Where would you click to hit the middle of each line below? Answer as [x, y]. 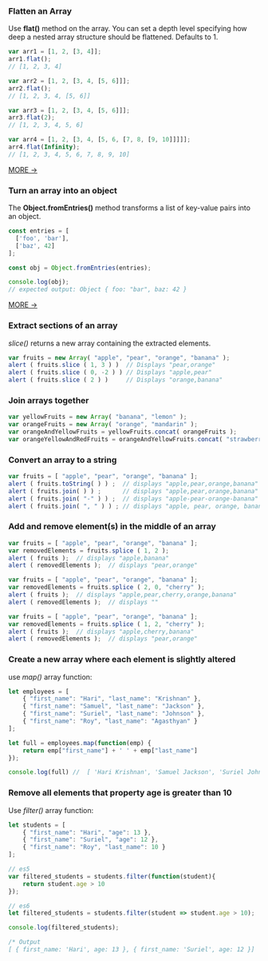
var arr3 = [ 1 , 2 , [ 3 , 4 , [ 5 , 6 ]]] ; [69, 110]
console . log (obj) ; [39, 282]
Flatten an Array [40, 11]
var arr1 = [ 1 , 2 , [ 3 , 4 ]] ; [55, 52]
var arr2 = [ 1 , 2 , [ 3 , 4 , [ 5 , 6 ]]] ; [69, 81]
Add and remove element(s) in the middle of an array [112, 527]
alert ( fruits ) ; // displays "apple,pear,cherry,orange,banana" [123, 595]
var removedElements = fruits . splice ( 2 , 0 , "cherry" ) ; [106, 588]
